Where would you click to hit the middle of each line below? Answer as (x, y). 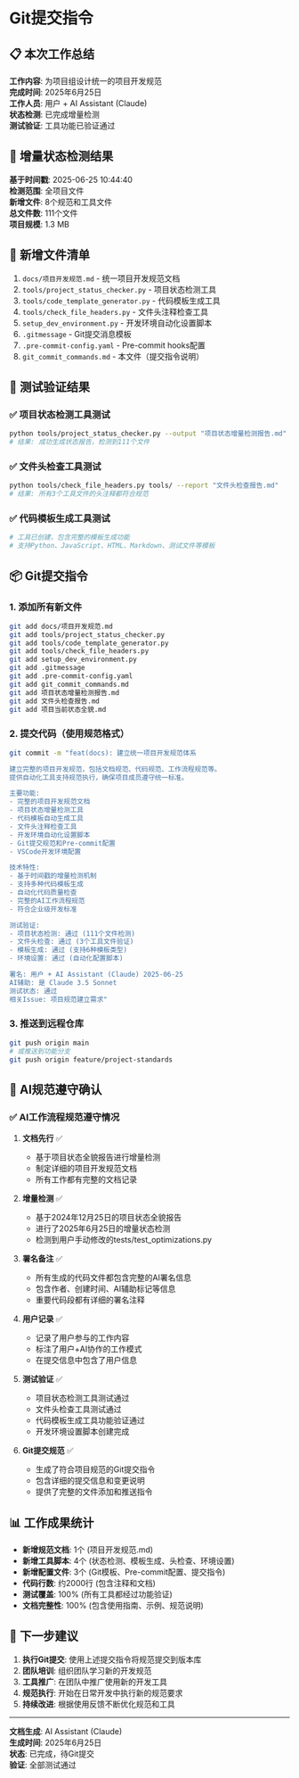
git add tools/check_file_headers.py (79, 651)
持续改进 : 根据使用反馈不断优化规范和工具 (98, 1704)
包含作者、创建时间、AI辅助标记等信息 (105, 1289)
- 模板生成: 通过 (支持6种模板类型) (68, 950)
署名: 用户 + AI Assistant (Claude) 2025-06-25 (97, 975)
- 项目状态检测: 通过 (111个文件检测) (73, 933)
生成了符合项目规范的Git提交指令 (95, 1469)
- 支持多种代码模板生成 (47, 884)
